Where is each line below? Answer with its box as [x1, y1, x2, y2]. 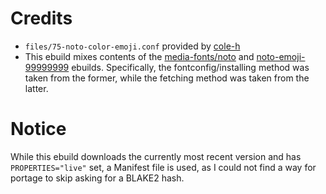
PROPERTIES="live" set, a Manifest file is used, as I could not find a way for [10, 161, 317, 173]
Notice [10, 118, 67, 141]
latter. [24, 82, 49, 94]
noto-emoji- [256, 50, 306, 62]
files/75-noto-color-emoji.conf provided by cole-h [24, 40, 241, 52]
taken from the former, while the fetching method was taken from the [24, 72, 310, 84]
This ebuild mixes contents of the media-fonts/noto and [24, 50, 255, 62]
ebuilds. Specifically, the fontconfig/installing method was [71, 61, 310, 73]
